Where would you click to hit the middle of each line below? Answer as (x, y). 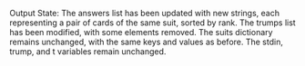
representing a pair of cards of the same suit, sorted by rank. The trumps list (152, 23)
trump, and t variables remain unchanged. (88, 52)
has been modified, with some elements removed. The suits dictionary (141, 32)
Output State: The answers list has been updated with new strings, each (145, 13)
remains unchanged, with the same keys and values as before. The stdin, (147, 42)
